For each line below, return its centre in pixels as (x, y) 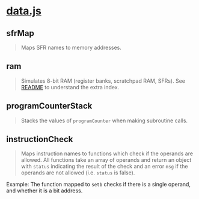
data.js (24, 11)
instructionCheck (40, 139)
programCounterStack (49, 106)
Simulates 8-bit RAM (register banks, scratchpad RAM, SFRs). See (103, 81)
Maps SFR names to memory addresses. (71, 47)
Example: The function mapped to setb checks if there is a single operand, (99, 185)
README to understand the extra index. (70, 87)
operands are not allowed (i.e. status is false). (78, 173)
